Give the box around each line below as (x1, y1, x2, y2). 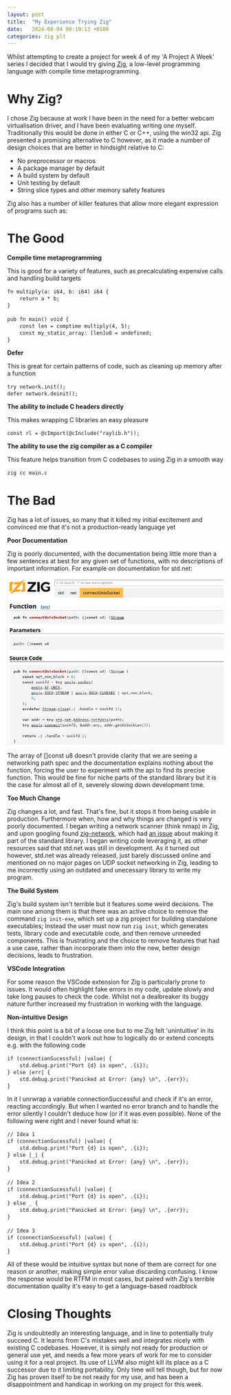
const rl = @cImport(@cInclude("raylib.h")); (7, 430, 140, 437)
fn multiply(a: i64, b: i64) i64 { (7, 289, 109, 295)
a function (7, 369, 36, 378)
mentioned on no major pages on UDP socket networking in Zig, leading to (7, 859, 219, 867)
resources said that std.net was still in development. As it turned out (7, 844, 200, 852)
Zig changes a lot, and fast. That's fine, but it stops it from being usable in (7, 808, 217, 816)
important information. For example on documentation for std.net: (7, 564, 192, 572)
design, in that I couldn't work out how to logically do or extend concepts (7, 1034, 214, 1042)
